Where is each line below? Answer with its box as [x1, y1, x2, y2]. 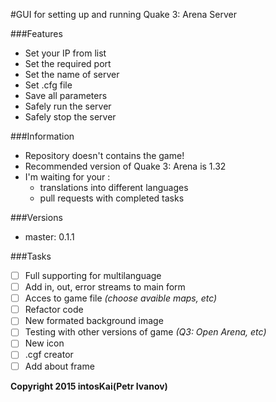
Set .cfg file [24, 79, 73, 91]
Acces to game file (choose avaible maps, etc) [24, 292, 218, 304]
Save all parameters [24, 90, 108, 101]
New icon [24, 337, 65, 349]
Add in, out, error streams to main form [24, 281, 186, 293]
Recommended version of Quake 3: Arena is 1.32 [24, 160, 227, 172]
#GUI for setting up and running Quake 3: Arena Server [10, 9, 237, 20]
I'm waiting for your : [24, 171, 111, 183]
